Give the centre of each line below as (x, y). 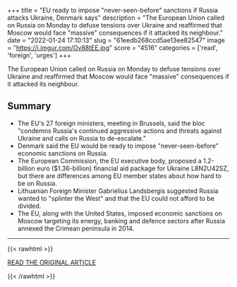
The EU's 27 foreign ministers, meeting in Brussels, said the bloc (111, 123)
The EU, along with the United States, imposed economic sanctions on (120, 213)
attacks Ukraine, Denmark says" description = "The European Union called (116, 18)
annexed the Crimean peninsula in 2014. (76, 228)
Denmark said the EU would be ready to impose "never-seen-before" (118, 146)
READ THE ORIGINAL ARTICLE (52, 262)
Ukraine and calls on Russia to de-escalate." (82, 138)
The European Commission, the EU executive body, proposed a (110, 160)
